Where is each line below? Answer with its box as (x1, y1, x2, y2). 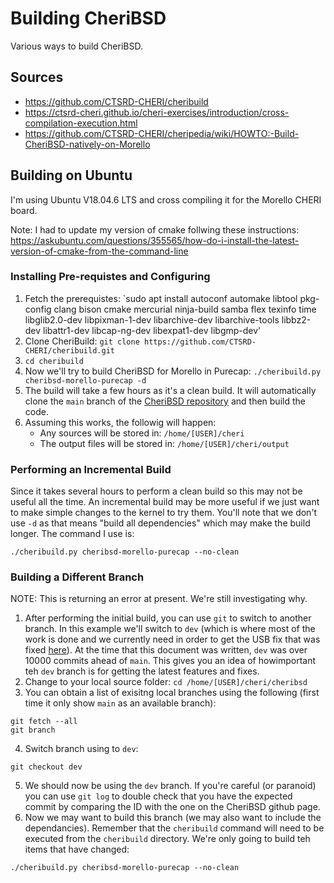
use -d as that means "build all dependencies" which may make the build (10, 517, 311, 529)
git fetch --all (10, 717, 78, 727)
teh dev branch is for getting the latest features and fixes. (24, 665, 260, 677)
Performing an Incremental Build (10, 462, 172, 476)
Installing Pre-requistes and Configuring (10, 270, 211, 284)
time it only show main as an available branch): (24, 697, 217, 709)
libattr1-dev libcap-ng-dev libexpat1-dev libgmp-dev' (43, 324, 262, 336)
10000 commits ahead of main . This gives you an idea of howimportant (24, 655, 317, 667)
